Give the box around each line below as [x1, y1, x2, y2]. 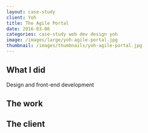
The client [6, 119, 45, 129]
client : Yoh [6, 15, 36, 21]
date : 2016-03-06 [6, 25, 50, 32]
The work [6, 99, 44, 109]
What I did [6, 65, 45, 76]
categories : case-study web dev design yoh [6, 31, 118, 37]
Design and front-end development [6, 81, 94, 88]
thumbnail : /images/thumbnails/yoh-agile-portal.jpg [6, 43, 143, 49]
